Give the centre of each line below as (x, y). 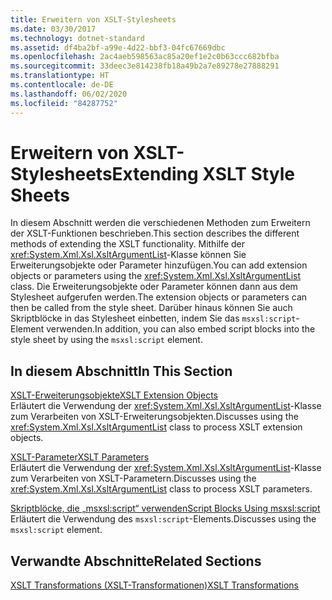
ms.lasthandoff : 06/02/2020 (69, 94)
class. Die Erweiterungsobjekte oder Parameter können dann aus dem (154, 287)
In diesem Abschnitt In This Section (121, 371)
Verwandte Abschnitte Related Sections (136, 561)
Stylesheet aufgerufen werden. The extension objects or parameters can (159, 297)
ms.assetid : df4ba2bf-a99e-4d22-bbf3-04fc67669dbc (118, 47)
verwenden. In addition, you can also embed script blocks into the (181, 329)
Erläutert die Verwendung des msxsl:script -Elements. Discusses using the (163, 519)
